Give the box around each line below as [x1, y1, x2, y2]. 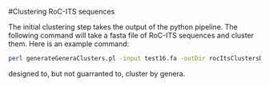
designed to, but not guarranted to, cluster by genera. [8, 68, 186, 78]
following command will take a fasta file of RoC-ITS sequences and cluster [8, 31, 255, 40]
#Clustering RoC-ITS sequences [8, 7, 115, 16]
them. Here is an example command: [8, 39, 130, 49]
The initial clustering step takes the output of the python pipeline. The [8, 22, 239, 31]
